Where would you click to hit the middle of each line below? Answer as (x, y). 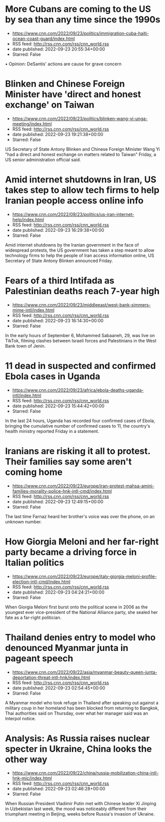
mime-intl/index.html (33, 310)
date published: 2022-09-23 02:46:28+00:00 (59, 789)
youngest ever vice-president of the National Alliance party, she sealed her (82, 612)
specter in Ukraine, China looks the (79, 749)
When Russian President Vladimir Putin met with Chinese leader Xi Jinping (81, 804)
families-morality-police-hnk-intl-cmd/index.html (62, 491)
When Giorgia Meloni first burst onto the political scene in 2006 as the (77, 607)
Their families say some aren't (68, 461)
